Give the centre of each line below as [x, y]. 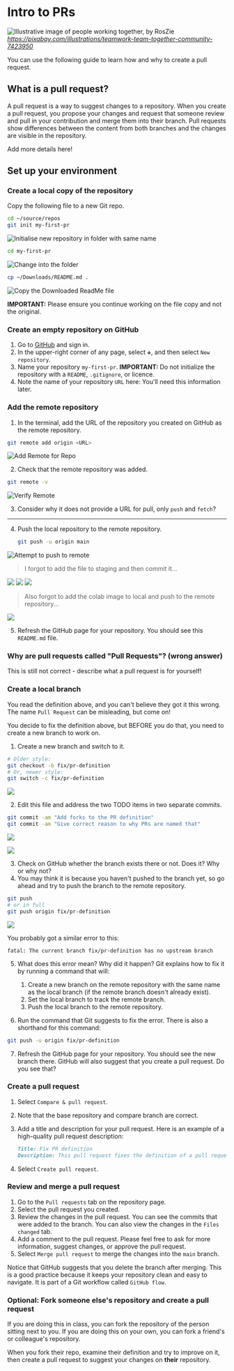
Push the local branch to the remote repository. [95, 1006]
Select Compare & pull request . [62, 1101]
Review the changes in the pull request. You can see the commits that [117, 1216]
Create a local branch [44, 689]
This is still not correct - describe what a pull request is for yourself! [104, 671]
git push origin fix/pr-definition [59, 911]
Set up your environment [62, 171]
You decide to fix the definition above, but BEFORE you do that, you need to [116, 725]
